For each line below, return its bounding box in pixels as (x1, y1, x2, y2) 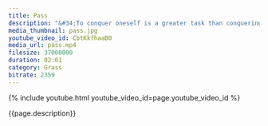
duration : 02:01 (8, 57, 62, 65)
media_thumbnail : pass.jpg (8, 26, 98, 34)
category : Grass (8, 64, 62, 72)
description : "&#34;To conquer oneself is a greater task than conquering (8, 19, 262, 27)
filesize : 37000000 (8, 49, 73, 57)
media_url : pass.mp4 (8, 41, 77, 49)
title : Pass (8, 11, 48, 20)
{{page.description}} (8, 108, 77, 118)
